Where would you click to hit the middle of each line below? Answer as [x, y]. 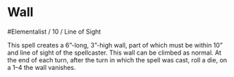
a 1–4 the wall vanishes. [42, 67]
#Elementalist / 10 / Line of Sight [54, 31]
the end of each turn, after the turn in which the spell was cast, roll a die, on [117, 59]
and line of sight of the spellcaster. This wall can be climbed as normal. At [115, 52]
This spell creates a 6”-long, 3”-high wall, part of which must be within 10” [115, 45]
